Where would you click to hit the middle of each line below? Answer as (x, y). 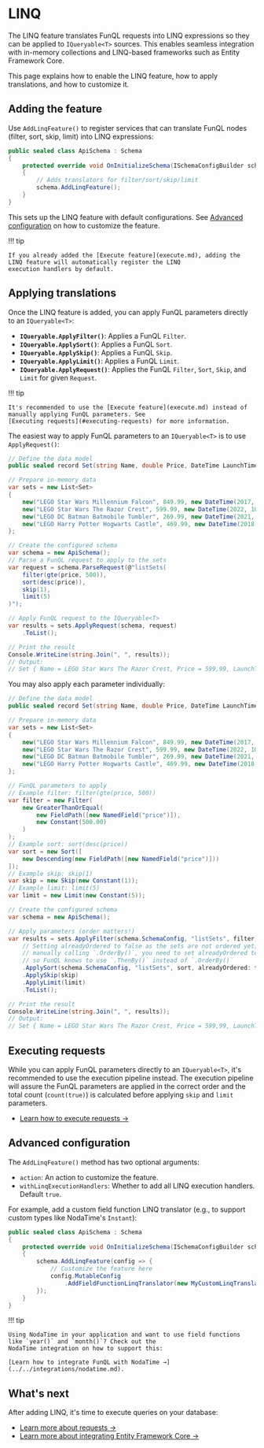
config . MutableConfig (86, 1276)
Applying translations (62, 293)
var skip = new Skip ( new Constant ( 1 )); (73, 881)
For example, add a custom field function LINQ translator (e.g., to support (127, 1209)
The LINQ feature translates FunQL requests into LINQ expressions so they (129, 35)
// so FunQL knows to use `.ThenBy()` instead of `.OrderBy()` (128, 961)
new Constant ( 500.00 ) (72, 822)
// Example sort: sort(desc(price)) (68, 845)
